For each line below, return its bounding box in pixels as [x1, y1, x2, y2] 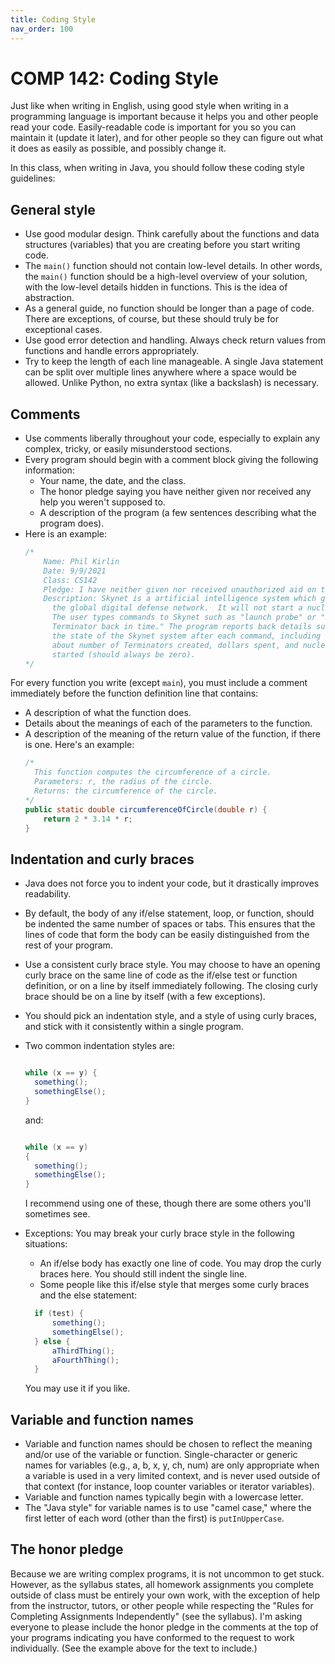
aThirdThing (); [51, 1346, 115, 1356]
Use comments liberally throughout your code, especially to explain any [24, 432, 321, 445]
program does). [39, 517, 105, 530]
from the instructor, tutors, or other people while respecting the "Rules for [10, 1599, 314, 1611]
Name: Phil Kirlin [43, 556, 120, 566]
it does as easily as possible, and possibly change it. [10, 142, 227, 155]
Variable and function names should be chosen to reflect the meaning [24, 1438, 313, 1450]
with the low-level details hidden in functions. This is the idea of [24, 281, 288, 293]
